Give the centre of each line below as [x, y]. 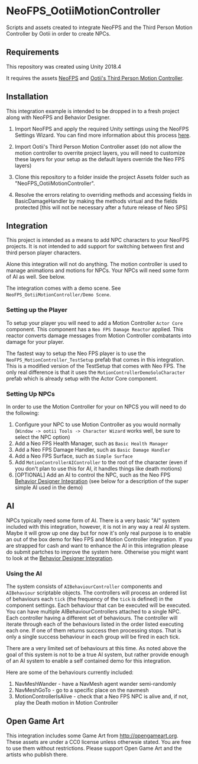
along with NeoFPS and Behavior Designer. [59, 117]
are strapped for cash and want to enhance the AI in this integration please [97, 545]
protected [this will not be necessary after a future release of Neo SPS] [101, 207]
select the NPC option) [42, 437]
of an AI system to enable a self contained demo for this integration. [89, 661]
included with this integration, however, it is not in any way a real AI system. [98, 526]
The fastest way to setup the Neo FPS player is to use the [76, 353]
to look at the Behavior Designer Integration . [60, 558]
